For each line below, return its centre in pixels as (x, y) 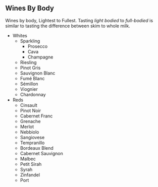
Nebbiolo (30, 132)
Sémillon (29, 84)
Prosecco (38, 46)
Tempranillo (32, 143)
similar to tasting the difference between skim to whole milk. (68, 26)
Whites (20, 35)
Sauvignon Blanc (38, 73)
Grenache (30, 121)
